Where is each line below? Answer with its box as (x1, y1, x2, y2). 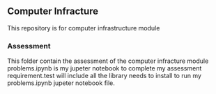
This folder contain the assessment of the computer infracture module (7, 57, 209, 65)
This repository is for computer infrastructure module (7, 23, 160, 32)
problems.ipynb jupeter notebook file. (7, 79, 115, 87)
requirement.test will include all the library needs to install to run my (7, 72, 202, 80)
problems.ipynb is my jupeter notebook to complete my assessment (7, 64, 202, 73)
